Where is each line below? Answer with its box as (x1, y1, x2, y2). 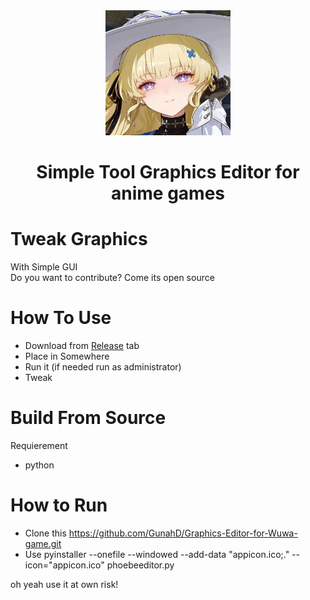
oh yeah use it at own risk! (10, 578, 119, 590)
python (24, 459, 55, 471)
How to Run (10, 494, 108, 517)
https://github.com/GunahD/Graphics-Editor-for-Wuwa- (68, 527, 298, 539)
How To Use (10, 307, 112, 329)
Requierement (10, 440, 68, 451)
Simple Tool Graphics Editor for (36, 161, 300, 184)
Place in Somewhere (24, 350, 110, 363)
